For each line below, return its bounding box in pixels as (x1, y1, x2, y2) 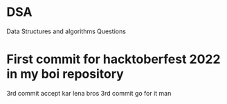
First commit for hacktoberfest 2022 (6, 51, 221, 67)
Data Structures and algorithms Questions (6, 27, 126, 35)
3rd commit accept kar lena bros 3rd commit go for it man (6, 89, 172, 97)
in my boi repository (6, 67, 124, 82)
